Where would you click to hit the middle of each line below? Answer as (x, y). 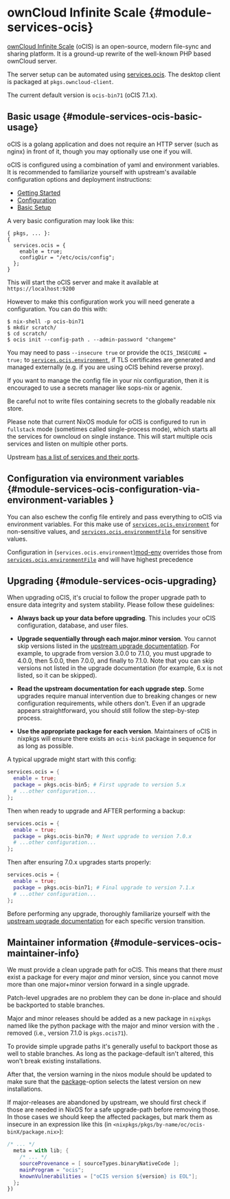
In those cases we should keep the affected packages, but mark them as (110, 1117)
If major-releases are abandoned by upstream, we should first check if (107, 1103)
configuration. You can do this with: (57, 309)
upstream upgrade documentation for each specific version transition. (106, 921)
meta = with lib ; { (41, 1151)
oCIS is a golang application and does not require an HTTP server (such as (113, 144)
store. (15, 408)
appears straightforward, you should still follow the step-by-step (108, 711)
